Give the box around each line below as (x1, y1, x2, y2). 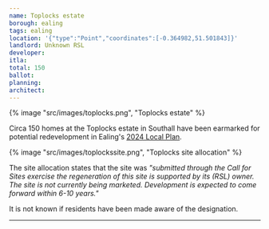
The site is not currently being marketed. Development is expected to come (9, 180, 257, 190)
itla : (9, 57, 27, 65)
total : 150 (9, 64, 45, 72)
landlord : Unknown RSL (9, 42, 85, 50)
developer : (9, 49, 45, 57)
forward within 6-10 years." (9, 189, 99, 199)
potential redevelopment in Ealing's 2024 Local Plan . (9, 132, 182, 142)
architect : (9, 86, 45, 94)
